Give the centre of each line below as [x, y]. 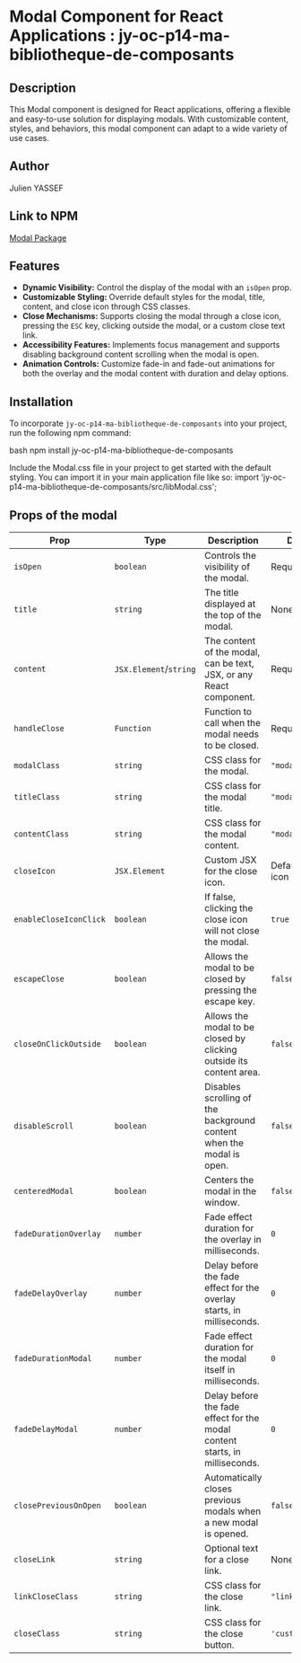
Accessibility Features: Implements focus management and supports [151, 345]
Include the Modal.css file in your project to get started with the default [140, 468]
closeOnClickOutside [57, 1044]
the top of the [233, 615]
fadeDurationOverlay [57, 1234]
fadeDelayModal [46, 1429]
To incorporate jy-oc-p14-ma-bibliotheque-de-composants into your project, [148, 423]
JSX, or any [229, 675]
